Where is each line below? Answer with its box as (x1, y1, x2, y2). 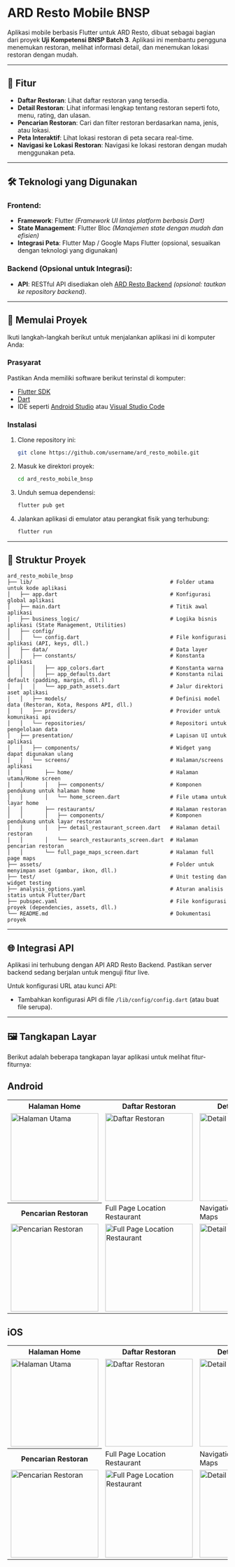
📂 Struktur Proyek (7, 554, 86, 566)
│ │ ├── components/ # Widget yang (7, 745, 211, 752)
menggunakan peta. (17, 148, 76, 156)
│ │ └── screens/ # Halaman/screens (7, 756, 224, 764)
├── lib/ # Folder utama (7, 579, 215, 586)
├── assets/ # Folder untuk (7, 861, 215, 868)
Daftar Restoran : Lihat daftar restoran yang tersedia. (17, 96, 169, 105)
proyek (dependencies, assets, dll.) (7, 904, 117, 912)
